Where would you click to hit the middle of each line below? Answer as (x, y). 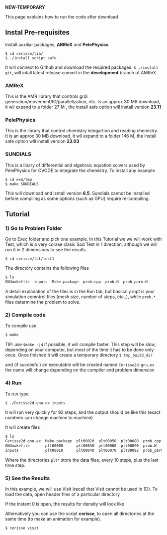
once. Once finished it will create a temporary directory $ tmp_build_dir (79, 355)
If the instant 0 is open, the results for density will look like (65, 504)
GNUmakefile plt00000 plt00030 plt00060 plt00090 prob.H (81, 446)
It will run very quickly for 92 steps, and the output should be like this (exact (83, 412)
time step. (15, 465)
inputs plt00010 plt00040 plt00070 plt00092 (72, 451)
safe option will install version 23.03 (42, 141)
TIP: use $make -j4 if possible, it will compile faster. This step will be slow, (81, 345)
